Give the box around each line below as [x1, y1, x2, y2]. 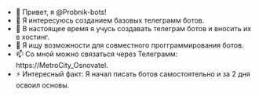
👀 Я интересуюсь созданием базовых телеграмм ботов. [15, 16, 205, 25]
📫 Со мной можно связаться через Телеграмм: [15, 49, 178, 59]
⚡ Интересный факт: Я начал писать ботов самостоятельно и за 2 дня [15, 69, 250, 78]
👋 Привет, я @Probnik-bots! [15, 8, 108, 16]
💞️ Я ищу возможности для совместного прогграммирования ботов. [15, 41, 245, 50]
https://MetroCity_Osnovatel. [15, 61, 108, 69]
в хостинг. [15, 32, 49, 41]
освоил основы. [15, 80, 70, 90]
